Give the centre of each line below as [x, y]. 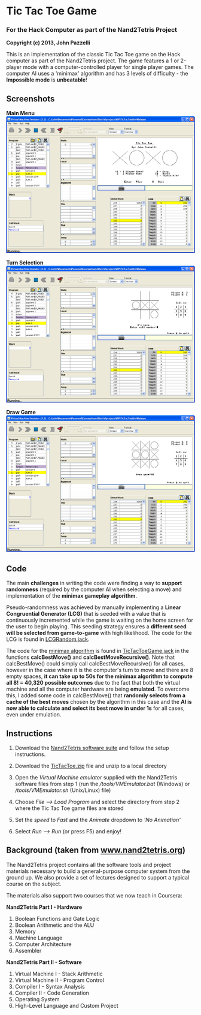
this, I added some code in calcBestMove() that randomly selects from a [96, 695]
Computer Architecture [43, 944]
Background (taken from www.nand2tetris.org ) [96, 850]
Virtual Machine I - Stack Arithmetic [59, 974]
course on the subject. [34, 884]
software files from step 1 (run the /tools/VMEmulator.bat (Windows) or [102, 784]
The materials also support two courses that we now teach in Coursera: [94, 895]
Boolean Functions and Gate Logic [57, 918]
